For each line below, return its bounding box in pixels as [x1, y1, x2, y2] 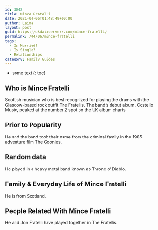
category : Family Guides [5, 57, 55, 61]
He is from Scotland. [5, 193, 46, 199]
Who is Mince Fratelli [5, 84, 70, 92]
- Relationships [9, 52, 42, 57]
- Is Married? [9, 43, 38, 48]
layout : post [5, 25, 32, 30]
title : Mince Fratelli [5, 12, 51, 16]
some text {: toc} [12, 70, 46, 76]
